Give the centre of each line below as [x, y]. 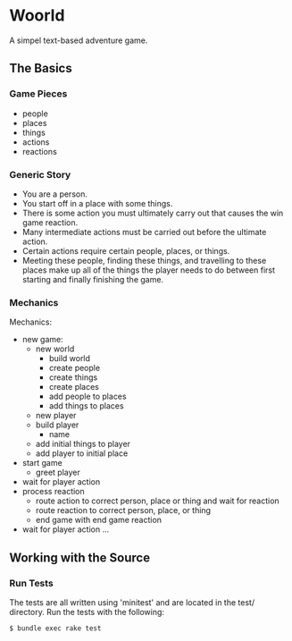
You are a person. [54, 194]
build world [70, 358]
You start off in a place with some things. [97, 203]
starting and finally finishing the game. [92, 279]
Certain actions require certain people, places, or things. [126, 250]
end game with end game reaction [99, 520]
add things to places [86, 406]
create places [74, 387]
